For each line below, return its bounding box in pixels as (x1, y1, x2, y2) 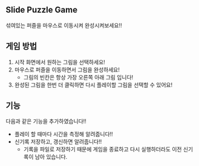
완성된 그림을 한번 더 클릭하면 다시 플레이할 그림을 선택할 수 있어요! (14, 81, 173, 88)
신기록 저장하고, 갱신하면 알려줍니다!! (14, 138, 102, 145)
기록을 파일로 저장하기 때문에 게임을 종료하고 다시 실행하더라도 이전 (23, 145, 182, 153)
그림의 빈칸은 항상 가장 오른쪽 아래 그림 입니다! (23, 73, 134, 81)
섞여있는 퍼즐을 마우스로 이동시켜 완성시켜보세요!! (5, 21, 122, 29)
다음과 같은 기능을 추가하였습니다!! (5, 118, 87, 125)
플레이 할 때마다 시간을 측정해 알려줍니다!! (14, 130, 113, 138)
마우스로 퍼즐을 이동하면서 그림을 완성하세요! (14, 66, 120, 73)
